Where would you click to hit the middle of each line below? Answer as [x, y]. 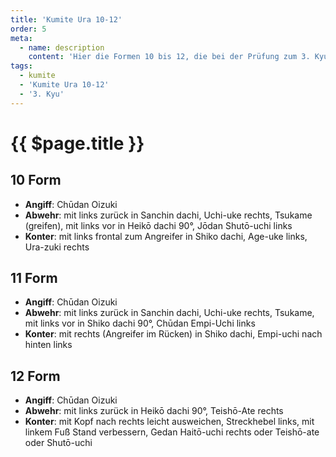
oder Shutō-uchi [58, 443]
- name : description [62, 47]
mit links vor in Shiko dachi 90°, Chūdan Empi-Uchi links [140, 323]
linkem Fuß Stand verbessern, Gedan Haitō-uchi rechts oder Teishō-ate [172, 432]
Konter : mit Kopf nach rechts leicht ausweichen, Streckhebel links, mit [169, 422]
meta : [21, 38]
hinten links [48, 345]
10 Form [36, 180]
